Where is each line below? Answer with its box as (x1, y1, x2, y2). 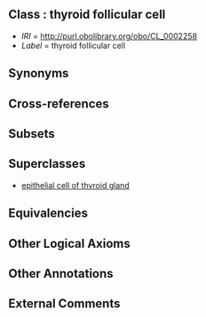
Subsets (8, 126, 55, 141)
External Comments (8, 297, 121, 312)
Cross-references (8, 96, 110, 111)
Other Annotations (8, 265, 114, 281)
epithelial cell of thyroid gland (20, 179, 130, 190)
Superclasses (8, 156, 86, 171)
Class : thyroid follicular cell (8, 7, 166, 22)
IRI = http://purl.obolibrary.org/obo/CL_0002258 (20, 30, 197, 41)
